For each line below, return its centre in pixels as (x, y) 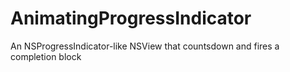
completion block (46, 56)
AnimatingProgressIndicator (131, 18)
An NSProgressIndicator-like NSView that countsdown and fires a (145, 46)
